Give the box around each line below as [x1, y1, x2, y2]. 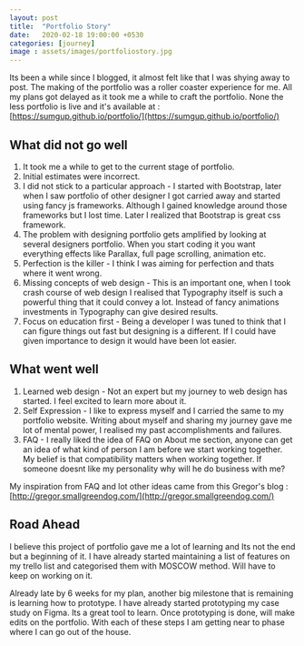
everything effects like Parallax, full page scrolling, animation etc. [22, 247, 267, 259]
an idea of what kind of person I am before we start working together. [22, 443, 283, 455]
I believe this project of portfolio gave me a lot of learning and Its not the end [9, 540, 296, 551]
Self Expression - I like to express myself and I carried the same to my [22, 405, 284, 416]
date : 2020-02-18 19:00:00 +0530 [9, 30, 144, 39]
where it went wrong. [22, 267, 103, 278]
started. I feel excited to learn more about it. [22, 395, 187, 406]
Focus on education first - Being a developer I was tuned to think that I [22, 316, 287, 327]
